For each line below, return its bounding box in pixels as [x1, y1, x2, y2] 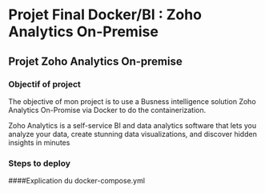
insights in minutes [8, 138, 70, 147]
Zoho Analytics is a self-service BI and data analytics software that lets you [8, 120, 257, 130]
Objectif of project [8, 78, 82, 90]
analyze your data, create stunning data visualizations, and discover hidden [8, 129, 258, 139]
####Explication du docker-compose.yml [8, 176, 146, 186]
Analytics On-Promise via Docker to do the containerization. [8, 105, 207, 115]
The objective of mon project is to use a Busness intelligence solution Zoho [8, 96, 256, 106]
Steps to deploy [8, 158, 70, 169]
